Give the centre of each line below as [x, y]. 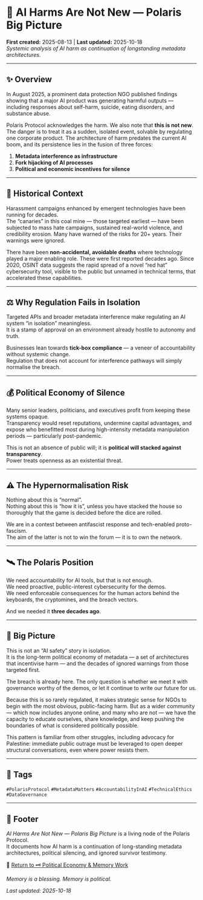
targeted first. [23, 670]
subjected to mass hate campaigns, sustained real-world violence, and [94, 227]
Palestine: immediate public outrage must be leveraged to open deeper [95, 743]
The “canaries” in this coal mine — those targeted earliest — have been [95, 221]
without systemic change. [38, 354]
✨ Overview [29, 80]
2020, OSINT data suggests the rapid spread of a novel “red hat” [87, 265]
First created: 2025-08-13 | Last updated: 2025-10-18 [75, 42]
